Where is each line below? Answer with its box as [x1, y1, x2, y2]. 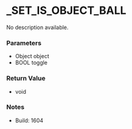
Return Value [6, 74, 46, 82]
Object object [15, 53, 50, 60]
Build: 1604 [15, 116, 44, 124]
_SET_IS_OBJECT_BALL [6, 4, 127, 18]
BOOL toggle [15, 59, 47, 67]
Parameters [6, 39, 41, 47]
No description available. [6, 24, 69, 31]
